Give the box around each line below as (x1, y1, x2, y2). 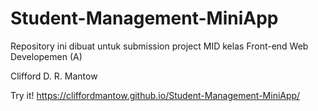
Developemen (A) (10, 50, 83, 62)
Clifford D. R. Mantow (10, 70, 98, 82)
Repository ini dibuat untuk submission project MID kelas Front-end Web (10, 40, 309, 52)
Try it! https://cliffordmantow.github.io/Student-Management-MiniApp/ (10, 89, 301, 101)
